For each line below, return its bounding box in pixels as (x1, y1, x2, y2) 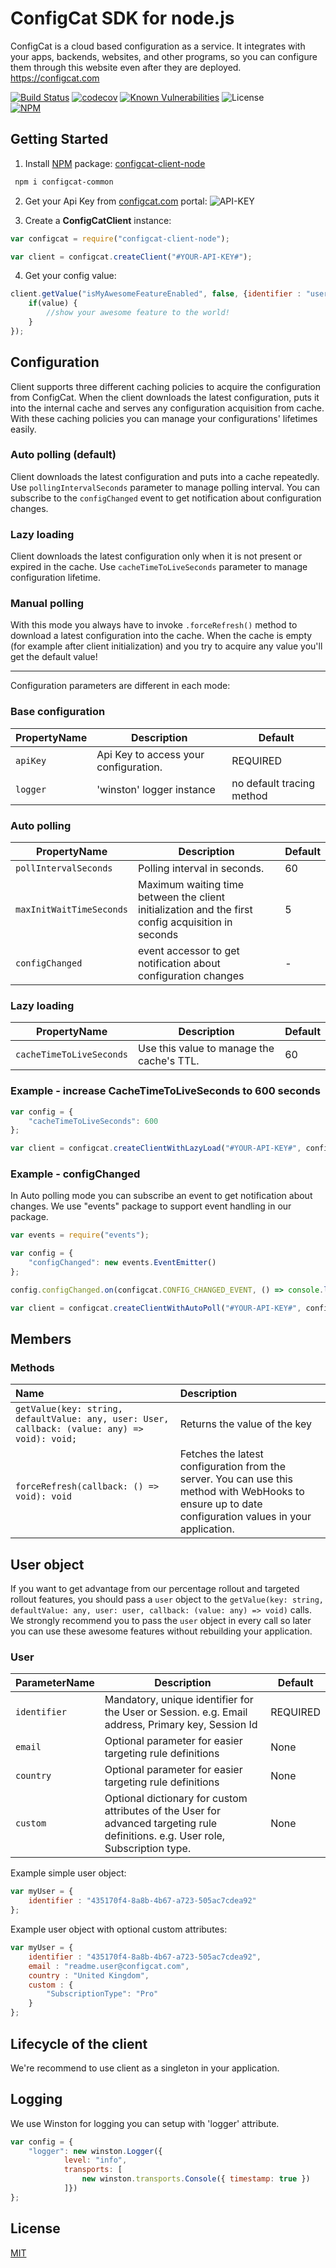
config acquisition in (138, 915, 233, 929)
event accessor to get (138, 944, 240, 958)
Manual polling (10, 597, 85, 611)
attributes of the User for (104, 1804, 221, 1818)
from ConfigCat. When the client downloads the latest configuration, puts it (10, 391, 320, 403)
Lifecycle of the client (10, 2035, 148, 2052)
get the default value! (10, 651, 98, 663)
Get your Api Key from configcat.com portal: (24, 195, 208, 207)
